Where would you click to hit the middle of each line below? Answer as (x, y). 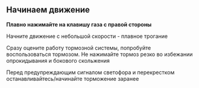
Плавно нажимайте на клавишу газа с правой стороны (79, 24)
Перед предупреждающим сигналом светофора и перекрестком (90, 72)
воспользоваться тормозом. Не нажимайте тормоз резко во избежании (99, 54)
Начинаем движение (48, 10)
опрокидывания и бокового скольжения (58, 60)
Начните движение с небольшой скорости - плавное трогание (87, 36)
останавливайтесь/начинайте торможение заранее (73, 78)
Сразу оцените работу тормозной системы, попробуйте (79, 48)
